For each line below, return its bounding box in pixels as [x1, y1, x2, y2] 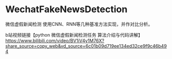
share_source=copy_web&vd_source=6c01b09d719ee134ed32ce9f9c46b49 [5, 43, 167, 49]
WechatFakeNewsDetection [5, 4, 128, 15]
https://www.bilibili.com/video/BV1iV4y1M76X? [5, 37, 105, 44]
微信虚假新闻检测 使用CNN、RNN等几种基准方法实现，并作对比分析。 [5, 21, 153, 27]
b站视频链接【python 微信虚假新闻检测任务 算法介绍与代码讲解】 [5, 32, 143, 38]
